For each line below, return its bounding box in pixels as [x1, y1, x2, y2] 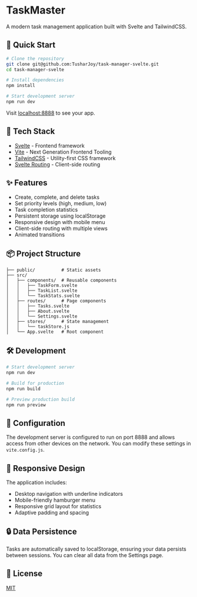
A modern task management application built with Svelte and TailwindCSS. [6, 23, 187, 30]
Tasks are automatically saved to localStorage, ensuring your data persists [6, 545, 186, 552]
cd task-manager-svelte [6, 66, 65, 72]
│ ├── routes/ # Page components [6, 298, 107, 304]
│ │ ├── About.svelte [6, 308, 69, 315]
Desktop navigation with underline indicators [14, 491, 123, 497]
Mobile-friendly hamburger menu [14, 496, 96, 503]
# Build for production [6, 380, 65, 386]
